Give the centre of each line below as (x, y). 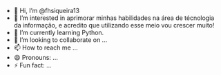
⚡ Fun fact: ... (32, 65)
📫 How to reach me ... (46, 47)
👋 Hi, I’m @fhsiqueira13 (47, 11)
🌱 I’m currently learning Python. (59, 32)
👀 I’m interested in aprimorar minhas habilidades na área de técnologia (114, 18)
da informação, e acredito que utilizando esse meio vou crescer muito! (114, 25)
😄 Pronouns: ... (36, 57)
